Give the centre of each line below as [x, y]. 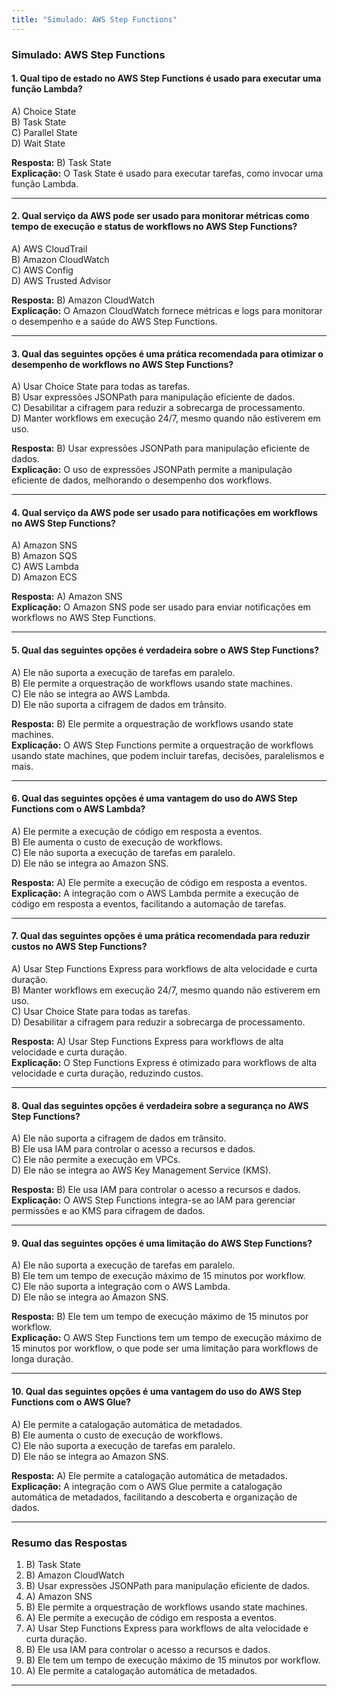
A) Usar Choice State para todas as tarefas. [101, 387]
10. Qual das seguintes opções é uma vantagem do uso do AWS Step [156, 1391]
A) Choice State [44, 111]
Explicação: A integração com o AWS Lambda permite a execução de [155, 893]
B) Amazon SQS [44, 556]
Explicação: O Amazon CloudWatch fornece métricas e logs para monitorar [167, 310]
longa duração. [42, 1359]
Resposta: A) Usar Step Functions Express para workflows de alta [147, 1041]
